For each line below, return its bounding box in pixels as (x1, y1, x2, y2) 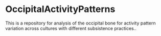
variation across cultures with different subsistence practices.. (5, 25, 136, 31)
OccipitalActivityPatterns (5, 3, 116, 15)
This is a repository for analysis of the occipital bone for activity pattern (5, 20, 156, 26)
